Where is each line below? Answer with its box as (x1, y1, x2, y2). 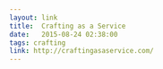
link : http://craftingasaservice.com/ (9, 47, 154, 56)
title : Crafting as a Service (9, 22, 126, 30)
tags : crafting (9, 38, 66, 47)
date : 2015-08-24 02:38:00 (9, 30, 118, 39)
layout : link (9, 13, 58, 22)
